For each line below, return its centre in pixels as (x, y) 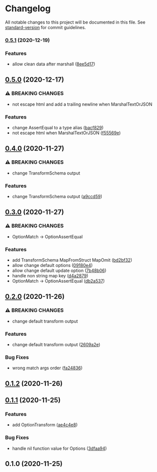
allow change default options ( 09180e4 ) (52, 265)
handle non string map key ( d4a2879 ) (50, 276)
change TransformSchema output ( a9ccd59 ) (57, 197)
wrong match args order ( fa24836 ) (47, 368)
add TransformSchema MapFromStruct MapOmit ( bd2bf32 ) (72, 260)
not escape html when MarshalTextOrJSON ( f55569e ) (66, 133)
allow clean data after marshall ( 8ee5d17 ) (54, 64)
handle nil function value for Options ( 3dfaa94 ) (59, 448)
